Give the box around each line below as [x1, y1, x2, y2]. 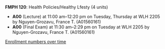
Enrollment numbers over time [5, 39, 66, 45]
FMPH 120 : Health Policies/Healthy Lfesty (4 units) [5, 4, 108, 10]
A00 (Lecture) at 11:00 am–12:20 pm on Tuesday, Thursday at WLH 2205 [12, 14, 160, 19]
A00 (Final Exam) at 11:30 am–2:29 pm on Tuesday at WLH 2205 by [12, 24, 150, 30]
